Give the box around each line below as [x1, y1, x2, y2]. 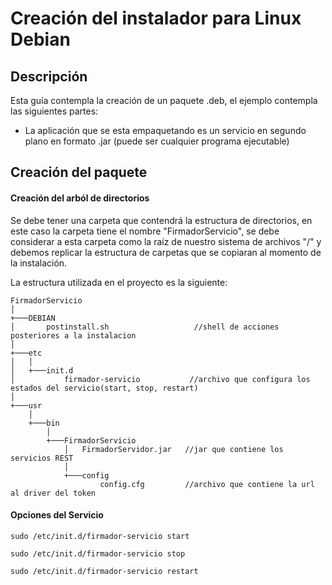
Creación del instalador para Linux [10, 7, 302, 30]
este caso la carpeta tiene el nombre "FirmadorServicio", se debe [10, 225, 280, 237]
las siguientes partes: [10, 105, 99, 117]
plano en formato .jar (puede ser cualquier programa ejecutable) [24, 135, 290, 147]
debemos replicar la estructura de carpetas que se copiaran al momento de [10, 246, 322, 258]
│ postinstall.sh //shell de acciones [10, 322, 280, 332]
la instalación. [10, 257, 68, 269]
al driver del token [10, 488, 97, 498]
